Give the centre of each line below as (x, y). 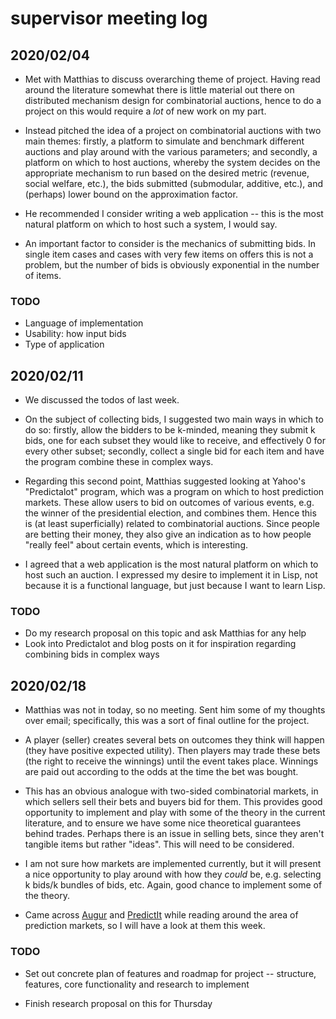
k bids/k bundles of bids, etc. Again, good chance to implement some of (173, 885)
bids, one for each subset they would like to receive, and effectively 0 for (175, 441)
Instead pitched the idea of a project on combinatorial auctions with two (173, 130)
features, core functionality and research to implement (137, 984)
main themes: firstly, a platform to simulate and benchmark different (164, 141)
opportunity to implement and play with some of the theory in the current (175, 813)
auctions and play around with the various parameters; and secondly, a (171, 151)
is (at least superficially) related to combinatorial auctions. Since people (172, 524)
